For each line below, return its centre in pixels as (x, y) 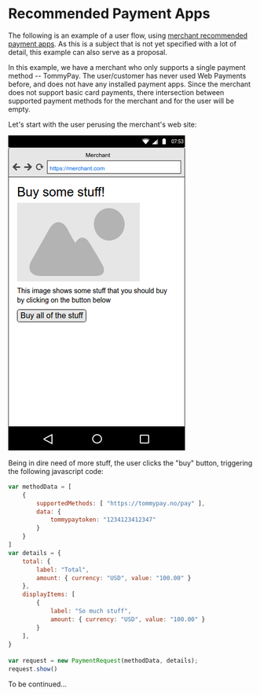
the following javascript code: (56, 471)
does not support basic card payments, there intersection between (116, 92)
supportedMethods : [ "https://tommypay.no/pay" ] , (121, 503)
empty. (20, 109)
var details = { (35, 553)
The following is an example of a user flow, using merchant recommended (128, 35)
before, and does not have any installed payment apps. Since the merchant (130, 84)
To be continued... (37, 684)
